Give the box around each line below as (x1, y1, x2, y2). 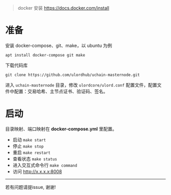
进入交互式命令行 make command (12, 162, 77, 168)
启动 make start (12, 136, 46, 143)
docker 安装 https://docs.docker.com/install (17, 5, 109, 11)
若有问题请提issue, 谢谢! (5, 184, 56, 190)
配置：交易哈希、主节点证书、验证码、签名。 (14, 88, 108, 94)
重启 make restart (12, 149, 51, 155)
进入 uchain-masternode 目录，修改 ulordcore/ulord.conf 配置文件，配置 (5, 81, 157, 88)
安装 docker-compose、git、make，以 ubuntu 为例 (5, 42, 112, 48)
